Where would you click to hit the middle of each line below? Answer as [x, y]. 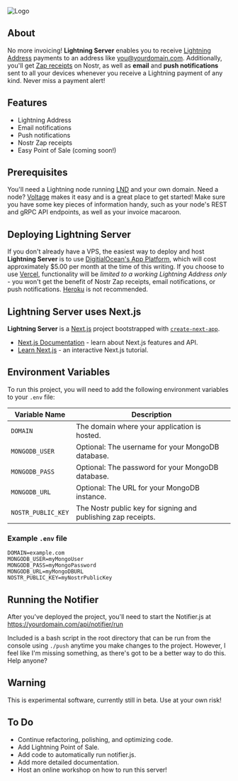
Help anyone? [27, 660]
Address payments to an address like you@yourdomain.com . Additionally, [115, 58]
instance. [91, 496]
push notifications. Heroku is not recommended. [78, 289]
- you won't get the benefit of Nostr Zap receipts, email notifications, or [112, 282]
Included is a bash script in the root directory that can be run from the [109, 638]
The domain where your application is [138, 426]
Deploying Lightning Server [69, 234]
